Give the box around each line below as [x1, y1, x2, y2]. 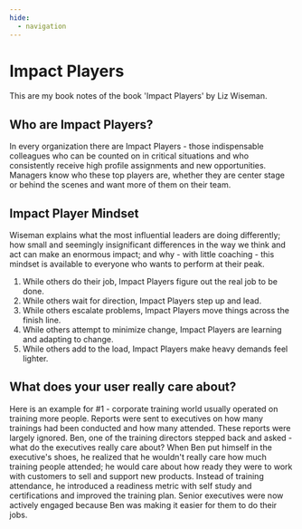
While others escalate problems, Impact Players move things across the [22, 305, 289, 316]
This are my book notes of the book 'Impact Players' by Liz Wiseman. [9, 91, 269, 101]
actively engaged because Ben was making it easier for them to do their [9, 499, 278, 510]
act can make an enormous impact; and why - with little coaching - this [9, 249, 275, 260]
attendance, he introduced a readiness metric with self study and [9, 480, 252, 491]
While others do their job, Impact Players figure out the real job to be [22, 276, 278, 287]
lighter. [22, 353, 49, 364]
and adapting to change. [22, 334, 115, 345]
